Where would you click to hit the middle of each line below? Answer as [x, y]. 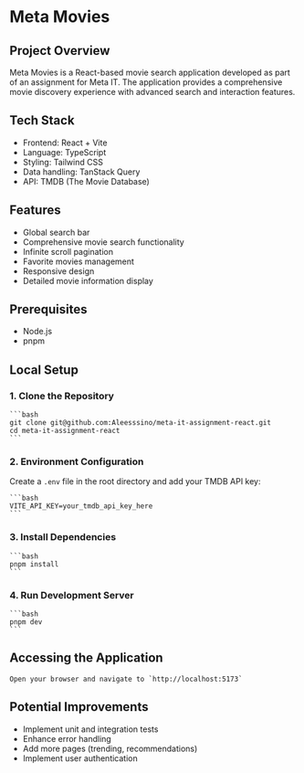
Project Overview [60, 51]
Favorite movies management [79, 261]
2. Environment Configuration [77, 461]
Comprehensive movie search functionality [103, 242]
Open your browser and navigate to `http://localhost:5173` [126, 679]
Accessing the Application [86, 658]
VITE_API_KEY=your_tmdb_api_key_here [81, 506]
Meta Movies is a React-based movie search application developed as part [150, 72]
